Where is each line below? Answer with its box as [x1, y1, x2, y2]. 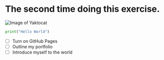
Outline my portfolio [12, 43, 53, 50]
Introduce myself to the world [12, 49, 73, 55]
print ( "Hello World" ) [5, 29, 50, 34]
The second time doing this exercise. [5, 3, 160, 15]
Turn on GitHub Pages [12, 38, 58, 44]
